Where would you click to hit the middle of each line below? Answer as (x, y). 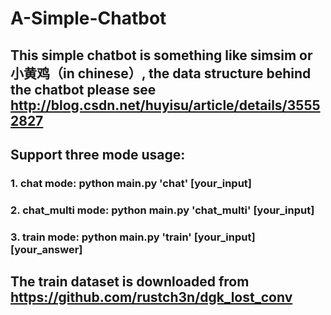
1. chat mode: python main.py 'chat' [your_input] (131, 183)
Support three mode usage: (98, 154)
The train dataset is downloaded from (130, 282)
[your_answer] (46, 249)
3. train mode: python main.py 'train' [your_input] (133, 237)
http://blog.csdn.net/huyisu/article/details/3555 (165, 105)
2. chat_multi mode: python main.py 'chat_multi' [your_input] (162, 210)
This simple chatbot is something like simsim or (161, 55)
